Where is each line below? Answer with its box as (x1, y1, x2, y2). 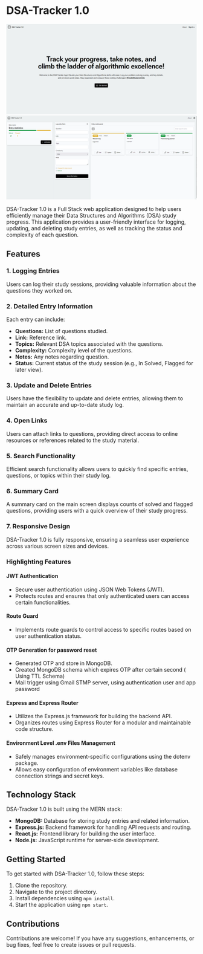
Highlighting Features (6, 557, 71, 566)
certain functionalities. (14, 599, 71, 606)
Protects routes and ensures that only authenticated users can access (14, 592, 190, 599)
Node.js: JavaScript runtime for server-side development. (14, 837, 160, 844)
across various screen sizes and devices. (6, 542, 109, 550)
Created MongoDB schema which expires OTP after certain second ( (14, 666, 186, 673)
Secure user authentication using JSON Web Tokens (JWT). (14, 586, 164, 593)
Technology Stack (6, 790, 76, 800)
